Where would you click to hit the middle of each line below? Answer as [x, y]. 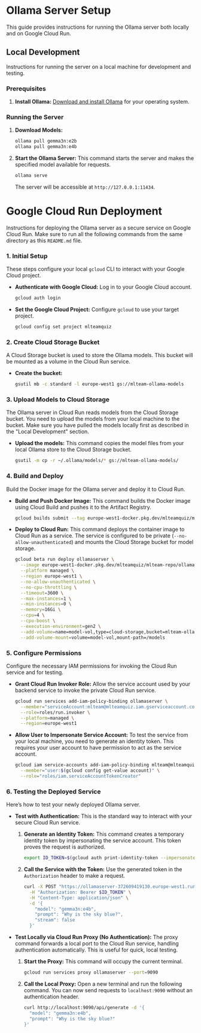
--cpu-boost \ [38, 621]
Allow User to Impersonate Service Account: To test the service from [101, 735]
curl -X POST [40, 887]
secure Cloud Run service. [48, 823]
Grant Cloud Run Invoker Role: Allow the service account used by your [102, 684]
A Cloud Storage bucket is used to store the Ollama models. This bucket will [100, 355]
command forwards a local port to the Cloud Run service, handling [97, 944]
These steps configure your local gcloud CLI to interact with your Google [95, 269]
